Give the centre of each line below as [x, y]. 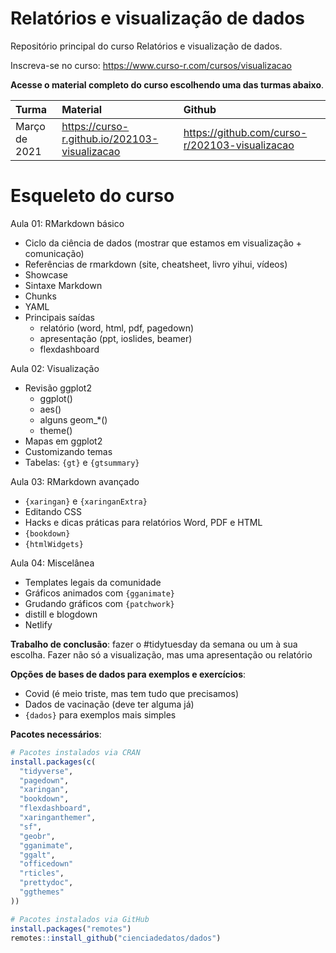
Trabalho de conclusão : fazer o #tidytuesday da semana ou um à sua [154, 644]
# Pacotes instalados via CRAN [75, 752]
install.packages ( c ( [53, 762]
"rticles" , [42, 873]
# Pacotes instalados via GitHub [80, 919]
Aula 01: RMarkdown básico [67, 223]
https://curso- [95, 126]
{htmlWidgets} [54, 544]
